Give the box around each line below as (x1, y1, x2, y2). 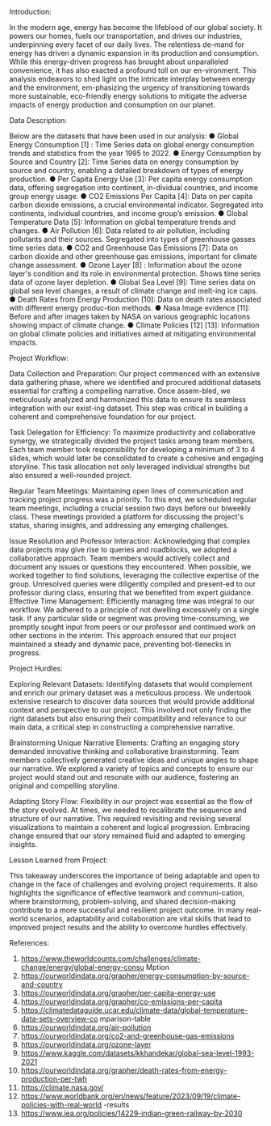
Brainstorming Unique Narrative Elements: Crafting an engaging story (9, 738, 240, 747)
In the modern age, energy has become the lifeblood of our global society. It (9, 23, 263, 32)
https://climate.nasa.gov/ (20, 1083, 104, 1092)
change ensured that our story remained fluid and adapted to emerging (9, 831, 245, 840)
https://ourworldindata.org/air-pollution (20, 1022, 152, 1032)
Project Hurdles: (9, 663, 63, 673)
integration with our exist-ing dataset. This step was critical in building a (9, 404, 248, 413)
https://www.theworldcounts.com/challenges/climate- (20, 954, 201, 963)
